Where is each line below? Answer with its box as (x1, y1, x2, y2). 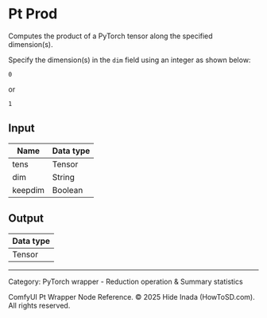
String (52, 171, 75, 183)
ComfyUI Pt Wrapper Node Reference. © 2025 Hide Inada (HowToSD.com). (8, 292, 256, 301)
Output (8, 212, 44, 226)
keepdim (12, 184, 45, 195)
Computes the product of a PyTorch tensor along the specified (8, 31, 213, 41)
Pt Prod (8, 5, 58, 23)
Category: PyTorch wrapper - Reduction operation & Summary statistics (8, 277, 244, 286)
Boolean (52, 184, 83, 195)
